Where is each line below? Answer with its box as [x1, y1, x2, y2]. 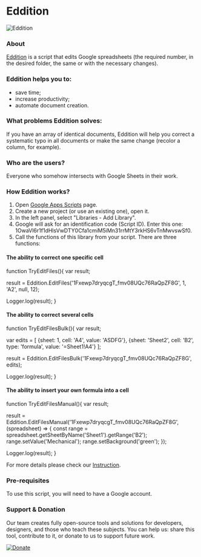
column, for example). [6, 143, 61, 150]
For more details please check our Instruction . [6, 461, 121, 468]
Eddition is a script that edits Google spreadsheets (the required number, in [6, 53, 194, 61]
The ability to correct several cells [6, 311, 94, 319]
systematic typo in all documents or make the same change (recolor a [6, 137, 180, 144]
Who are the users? [6, 158, 65, 167]
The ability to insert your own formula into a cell [6, 387, 129, 394]
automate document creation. [15, 101, 89, 109]
